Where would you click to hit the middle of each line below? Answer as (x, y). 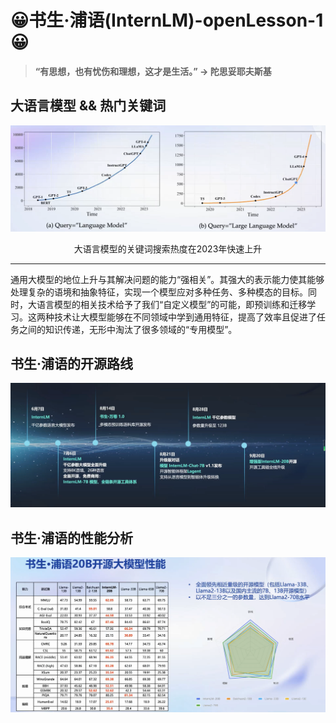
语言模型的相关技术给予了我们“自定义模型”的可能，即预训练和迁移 (172, 304)
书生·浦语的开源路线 (72, 363)
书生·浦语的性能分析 (72, 537)
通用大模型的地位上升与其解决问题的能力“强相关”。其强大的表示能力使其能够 (167, 279)
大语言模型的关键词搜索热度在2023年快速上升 (168, 248)
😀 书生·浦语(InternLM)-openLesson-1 (167, 20)
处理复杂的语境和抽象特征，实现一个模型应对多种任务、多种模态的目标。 (159, 292)
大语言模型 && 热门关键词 (88, 106)
